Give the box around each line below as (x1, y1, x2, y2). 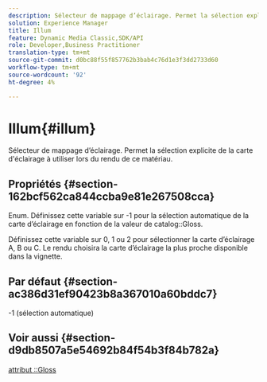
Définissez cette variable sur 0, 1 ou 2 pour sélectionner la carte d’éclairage (8, 235, 255, 244)
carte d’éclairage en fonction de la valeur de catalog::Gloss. (8, 220, 203, 229)
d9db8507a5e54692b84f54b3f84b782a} (8, 344, 220, 357)
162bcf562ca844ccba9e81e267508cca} (8, 189, 215, 203)
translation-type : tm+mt (8, 49, 91, 57)
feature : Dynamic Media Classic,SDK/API (8, 33, 145, 42)
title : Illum (8, 26, 52, 34)
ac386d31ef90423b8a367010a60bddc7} (8, 287, 218, 301)
